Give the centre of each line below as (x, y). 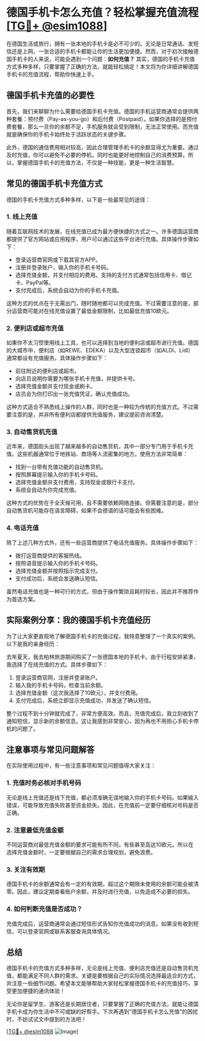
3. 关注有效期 (26, 869)
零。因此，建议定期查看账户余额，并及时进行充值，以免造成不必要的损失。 (100, 892)
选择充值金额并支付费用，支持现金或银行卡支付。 (77, 482)
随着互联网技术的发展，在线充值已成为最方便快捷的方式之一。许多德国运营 (100, 231)
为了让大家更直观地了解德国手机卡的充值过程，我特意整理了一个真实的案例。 (103, 636)
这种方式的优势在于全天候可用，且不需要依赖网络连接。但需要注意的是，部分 (103, 503)
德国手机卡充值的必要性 (50, 95)
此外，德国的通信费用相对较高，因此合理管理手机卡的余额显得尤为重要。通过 (103, 147)
